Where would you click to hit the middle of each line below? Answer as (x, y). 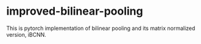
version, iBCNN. (26, 34)
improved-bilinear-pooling (75, 11)
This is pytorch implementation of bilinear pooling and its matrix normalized (101, 28)
